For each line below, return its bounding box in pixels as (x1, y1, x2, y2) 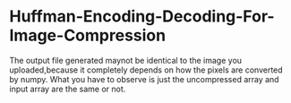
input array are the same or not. (9, 83, 126, 94)
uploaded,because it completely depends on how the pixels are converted (9, 64, 284, 75)
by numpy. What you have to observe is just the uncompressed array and (9, 73, 279, 84)
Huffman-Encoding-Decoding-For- (9, 6, 275, 27)
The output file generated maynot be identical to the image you (9, 55, 243, 65)
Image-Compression (9, 25, 167, 46)
